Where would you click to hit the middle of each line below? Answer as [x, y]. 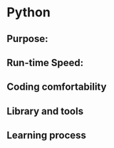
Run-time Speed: [45, 62]
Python [28, 12]
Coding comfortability [57, 87]
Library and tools [45, 111]
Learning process [47, 136]
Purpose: [27, 39]
